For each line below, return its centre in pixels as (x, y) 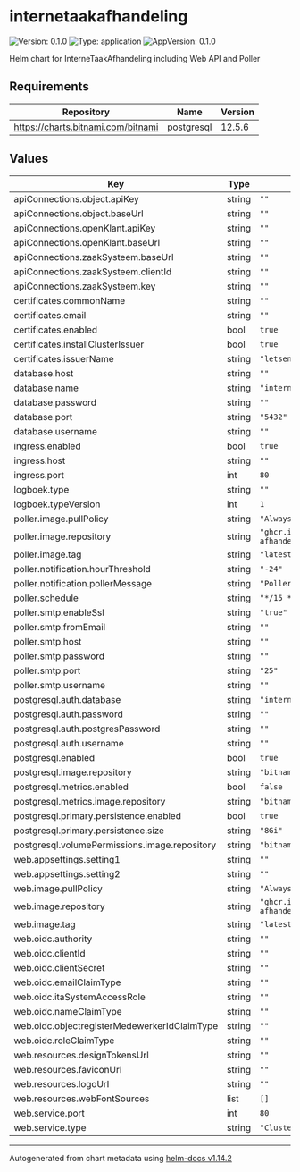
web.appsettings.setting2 (67, 873)
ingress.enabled (47, 446)
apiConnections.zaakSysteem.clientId (93, 272)
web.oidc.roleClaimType (64, 1041)
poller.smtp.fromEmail (60, 627)
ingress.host (40, 460)
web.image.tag (45, 924)
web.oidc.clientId (50, 953)
